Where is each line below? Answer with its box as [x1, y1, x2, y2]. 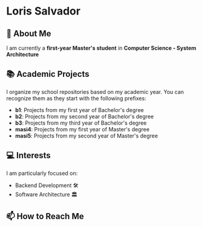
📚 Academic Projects [6, 69, 90, 79]
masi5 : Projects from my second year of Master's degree [15, 132, 158, 139]
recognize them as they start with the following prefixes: [6, 94, 146, 102]
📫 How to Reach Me [6, 211, 84, 222]
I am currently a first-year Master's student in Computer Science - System [6, 44, 197, 51]
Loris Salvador [6, 4, 80, 18]
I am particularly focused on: [6, 169, 78, 177]
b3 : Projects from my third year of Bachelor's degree [15, 119, 147, 127]
